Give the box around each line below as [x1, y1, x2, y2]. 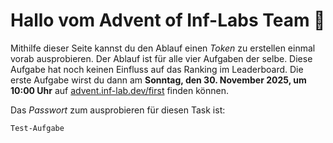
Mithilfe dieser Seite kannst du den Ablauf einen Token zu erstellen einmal [10, 42, 316, 54]
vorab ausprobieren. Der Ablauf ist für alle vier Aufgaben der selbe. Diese [10, 52, 313, 64]
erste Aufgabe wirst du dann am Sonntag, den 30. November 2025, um [10, 74, 307, 86]
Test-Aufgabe [10, 123, 65, 133]
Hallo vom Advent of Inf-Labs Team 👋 [10, 9, 326, 32]
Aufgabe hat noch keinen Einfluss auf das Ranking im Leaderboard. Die [10, 63, 304, 75]
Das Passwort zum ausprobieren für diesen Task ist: [10, 104, 226, 116]
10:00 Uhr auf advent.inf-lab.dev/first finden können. [10, 84, 229, 96]
